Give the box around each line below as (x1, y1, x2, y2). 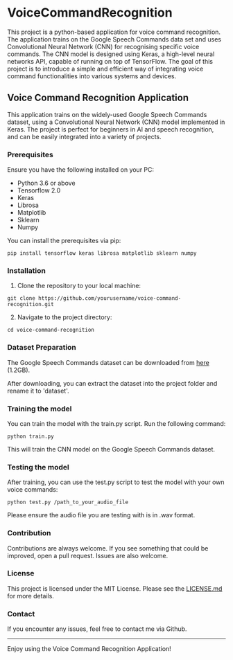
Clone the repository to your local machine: (17, 282, 141, 290)
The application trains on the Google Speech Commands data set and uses (7, 35, 222, 43)
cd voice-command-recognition (7, 327, 95, 334)
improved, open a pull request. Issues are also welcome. (7, 551, 169, 560)
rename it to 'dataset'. (7, 386, 69, 395)
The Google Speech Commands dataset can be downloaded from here (7, 358, 209, 366)
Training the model (7, 404, 72, 413)
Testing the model (7, 462, 69, 472)
